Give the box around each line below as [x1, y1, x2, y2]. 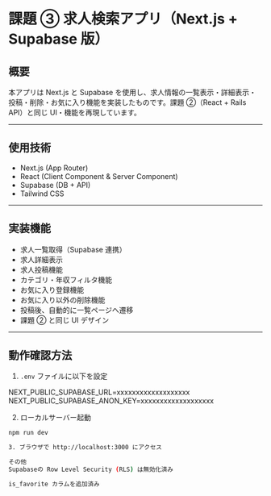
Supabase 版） [8, 30, 110, 48]
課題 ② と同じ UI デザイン [19, 315, 110, 325]
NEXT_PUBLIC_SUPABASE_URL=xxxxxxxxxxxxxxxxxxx [8, 387, 190, 398]
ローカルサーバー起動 [19, 413, 91, 423]
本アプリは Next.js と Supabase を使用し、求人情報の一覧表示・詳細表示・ [8, 88, 256, 97]
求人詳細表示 [19, 254, 63, 265]
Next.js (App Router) [19, 163, 89, 173]
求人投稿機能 [19, 265, 63, 274]
